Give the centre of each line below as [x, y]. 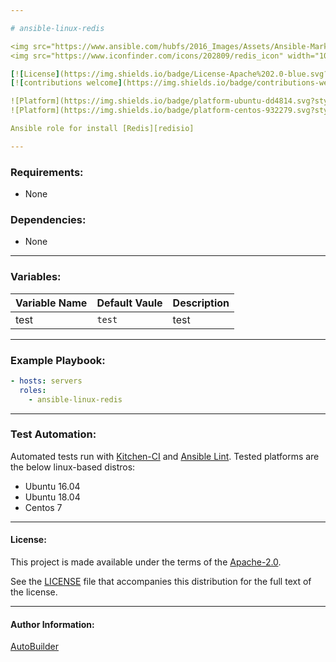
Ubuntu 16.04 [52, 486]
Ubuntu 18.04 [52, 497]
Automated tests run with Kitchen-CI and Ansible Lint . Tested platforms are [165, 456]
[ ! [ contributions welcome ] [66, 83]
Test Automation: [53, 434]
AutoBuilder [34, 647]
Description [201, 303]
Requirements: [47, 172]
